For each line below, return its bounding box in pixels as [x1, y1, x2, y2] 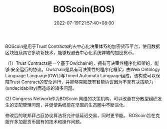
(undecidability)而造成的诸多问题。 [5, 85, 77, 91]
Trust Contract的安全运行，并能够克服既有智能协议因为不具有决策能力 [9, 79, 153, 85]
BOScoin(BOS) [53, 3, 115, 15]
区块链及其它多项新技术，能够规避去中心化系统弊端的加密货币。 [5, 49, 136, 55]
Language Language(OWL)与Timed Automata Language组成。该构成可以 [5, 72, 156, 78]
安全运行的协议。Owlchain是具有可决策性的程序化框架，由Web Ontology [10, 66, 160, 72]
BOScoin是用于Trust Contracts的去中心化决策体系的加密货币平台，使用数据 [5, 43, 160, 49]
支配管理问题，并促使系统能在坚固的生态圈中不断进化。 [13, 102, 128, 108]
